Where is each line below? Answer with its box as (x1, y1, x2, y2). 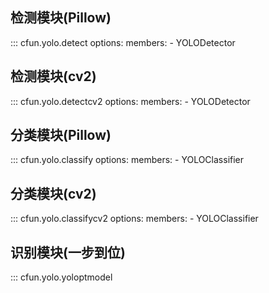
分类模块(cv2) (10, 185, 97, 202)
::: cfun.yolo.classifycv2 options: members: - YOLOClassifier (10, 213, 259, 225)
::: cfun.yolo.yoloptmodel (10, 271, 113, 283)
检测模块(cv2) (10, 68, 97, 85)
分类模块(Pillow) (10, 127, 112, 144)
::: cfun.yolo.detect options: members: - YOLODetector (10, 36, 236, 48)
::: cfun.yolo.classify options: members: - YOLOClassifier (10, 154, 245, 166)
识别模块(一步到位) (10, 244, 126, 261)
